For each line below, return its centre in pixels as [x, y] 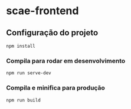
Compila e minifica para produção [55, 88]
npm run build [24, 100]
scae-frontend [42, 11]
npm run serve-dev [29, 73]
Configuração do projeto [52, 33]
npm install [21, 46]
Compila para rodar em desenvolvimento [66, 61]
